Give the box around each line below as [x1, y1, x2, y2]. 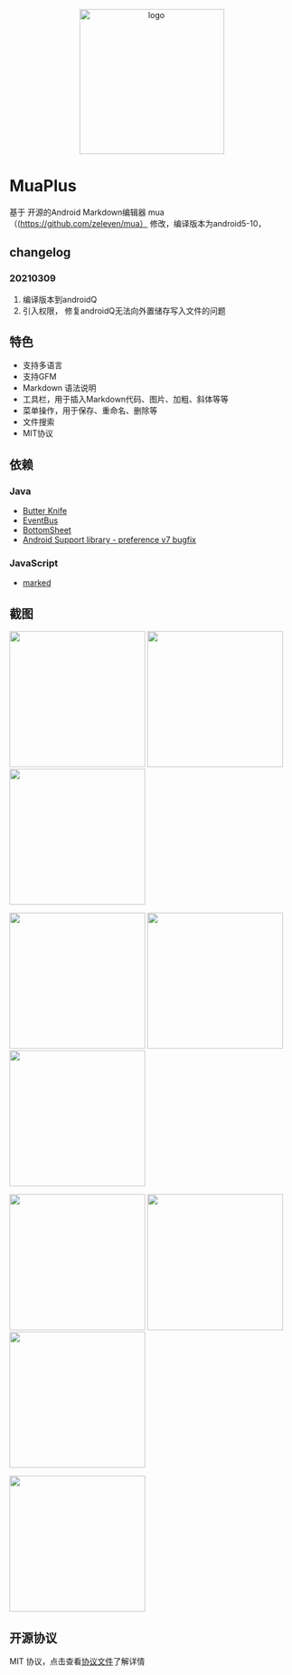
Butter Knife [22, 506, 68, 517]
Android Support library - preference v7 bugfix [22, 535, 197, 546]
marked [22, 577, 52, 588]
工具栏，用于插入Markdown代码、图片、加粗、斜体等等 [22, 394, 229, 405]
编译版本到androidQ [22, 294, 98, 305]
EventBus [22, 515, 59, 526]
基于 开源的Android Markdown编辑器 [9, 207, 146, 218]
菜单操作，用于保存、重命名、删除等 [22, 405, 158, 416]
